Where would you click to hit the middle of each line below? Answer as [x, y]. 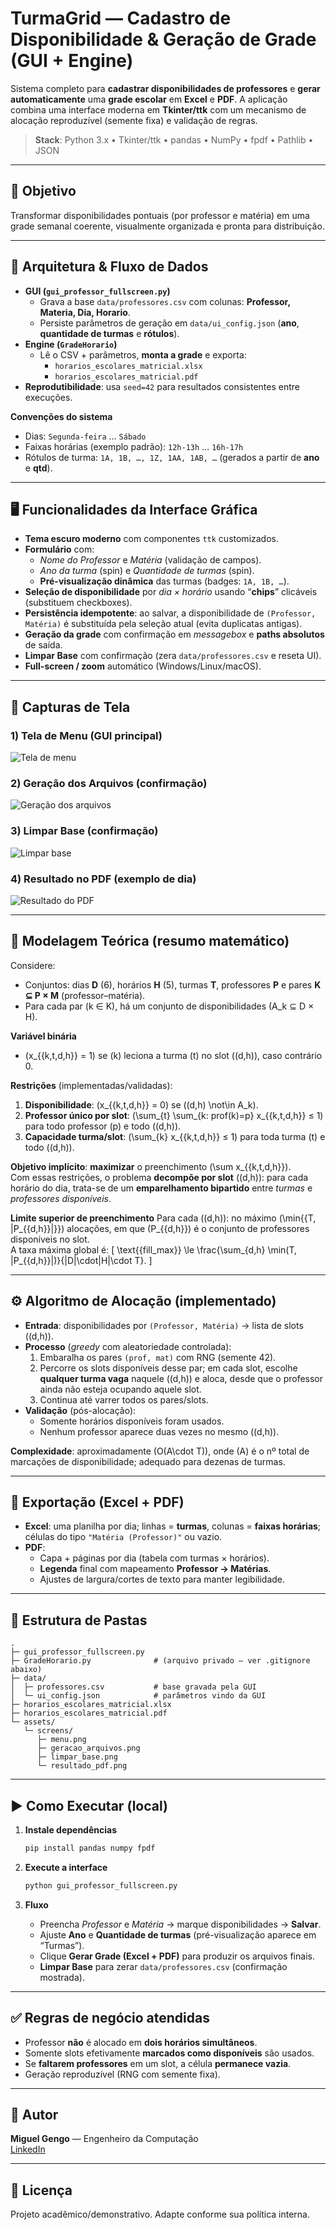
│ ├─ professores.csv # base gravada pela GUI [133, 1687]
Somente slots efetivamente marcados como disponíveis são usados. [169, 2053]
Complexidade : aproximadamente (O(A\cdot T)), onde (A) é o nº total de [160, 1451]
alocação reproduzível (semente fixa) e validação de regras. [134, 120]
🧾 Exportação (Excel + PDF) [97, 1502]
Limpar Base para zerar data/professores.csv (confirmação [163, 1966]
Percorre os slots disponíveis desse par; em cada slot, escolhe [168, 1368]
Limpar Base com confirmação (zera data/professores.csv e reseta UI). [173, 656]
